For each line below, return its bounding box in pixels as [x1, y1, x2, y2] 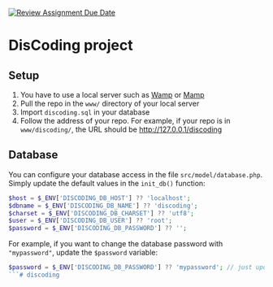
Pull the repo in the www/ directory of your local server [19, 98, 200, 108]
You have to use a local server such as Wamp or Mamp [19, 90, 205, 99]
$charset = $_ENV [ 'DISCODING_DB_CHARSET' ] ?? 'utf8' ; [8, 209, 195, 217]
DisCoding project [8, 37, 133, 54]
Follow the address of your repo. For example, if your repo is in [19, 116, 231, 125]
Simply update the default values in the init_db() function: [8, 178, 206, 188]
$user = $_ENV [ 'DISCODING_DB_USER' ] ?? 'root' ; [8, 216, 173, 225]
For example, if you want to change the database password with [8, 239, 223, 249]
